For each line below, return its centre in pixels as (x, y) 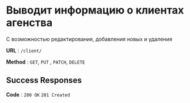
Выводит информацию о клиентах (95, 10)
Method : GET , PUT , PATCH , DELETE (46, 62)
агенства (29, 23)
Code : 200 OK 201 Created (38, 94)
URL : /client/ (24, 50)
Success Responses (44, 80)
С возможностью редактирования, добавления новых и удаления (89, 39)
